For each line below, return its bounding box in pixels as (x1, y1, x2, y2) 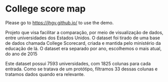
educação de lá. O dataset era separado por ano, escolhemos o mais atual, (5, 45, 162, 51)
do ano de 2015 (5, 51, 38, 57)
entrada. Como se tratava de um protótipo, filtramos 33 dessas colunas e (5, 66, 158, 72)
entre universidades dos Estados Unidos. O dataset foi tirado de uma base (5, 35, 160, 41)
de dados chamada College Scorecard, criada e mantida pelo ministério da (5, 40, 161, 46)
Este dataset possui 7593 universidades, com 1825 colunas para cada (5, 60, 151, 66)
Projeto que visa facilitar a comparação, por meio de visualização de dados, (5, 29, 163, 35)
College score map (5, 3, 86, 15)
